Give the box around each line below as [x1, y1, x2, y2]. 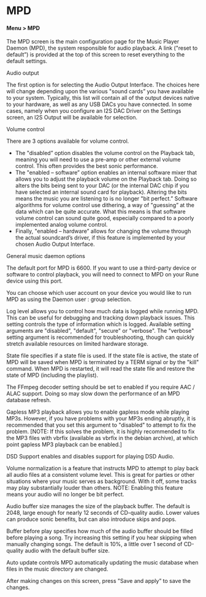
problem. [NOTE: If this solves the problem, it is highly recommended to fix [6, 428, 195, 435]
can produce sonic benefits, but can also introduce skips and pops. [6, 515, 177, 523]
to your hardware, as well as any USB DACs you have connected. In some [6, 101, 192, 108]
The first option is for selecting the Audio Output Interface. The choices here [6, 81, 200, 89]
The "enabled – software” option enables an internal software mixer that [15, 169, 197, 177]
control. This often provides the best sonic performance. [15, 162, 158, 170]
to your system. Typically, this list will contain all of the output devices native [6, 94, 200, 102]
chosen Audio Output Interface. [15, 240, 95, 248]
